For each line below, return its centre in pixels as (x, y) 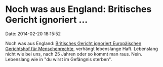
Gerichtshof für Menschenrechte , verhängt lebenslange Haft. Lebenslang (82, 48)
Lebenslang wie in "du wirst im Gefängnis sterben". (59, 59)
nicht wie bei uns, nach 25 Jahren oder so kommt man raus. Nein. (74, 54)
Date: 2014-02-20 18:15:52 (33, 33)
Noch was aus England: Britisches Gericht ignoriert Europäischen (73, 43)
